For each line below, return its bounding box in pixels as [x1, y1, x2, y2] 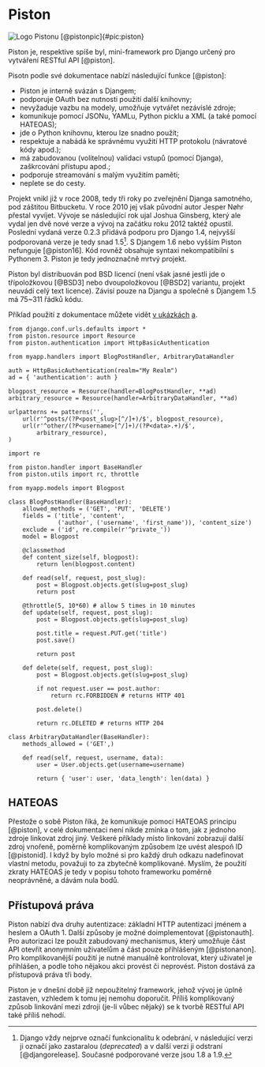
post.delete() [36, 705, 83, 713]
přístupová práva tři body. [8, 970, 92, 979]
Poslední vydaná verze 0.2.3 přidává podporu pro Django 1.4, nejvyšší [8, 227, 235, 236]
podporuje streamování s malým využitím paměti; [19, 170, 180, 179]
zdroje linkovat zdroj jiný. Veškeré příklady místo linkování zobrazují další [8, 834, 244, 843]
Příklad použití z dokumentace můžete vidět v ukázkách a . [8, 310, 198, 319]
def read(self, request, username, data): [22, 753, 164, 762]
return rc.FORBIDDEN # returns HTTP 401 [50, 692, 185, 699]
